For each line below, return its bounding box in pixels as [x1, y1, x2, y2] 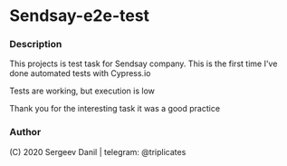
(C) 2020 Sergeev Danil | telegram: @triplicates [9, 146, 187, 157]
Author [9, 126, 42, 139]
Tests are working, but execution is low [9, 85, 156, 96]
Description [9, 38, 62, 51]
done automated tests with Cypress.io [9, 68, 151, 79]
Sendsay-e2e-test [9, 5, 150, 26]
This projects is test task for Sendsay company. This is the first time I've [9, 58, 278, 69]
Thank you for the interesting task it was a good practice [9, 103, 220, 114]
